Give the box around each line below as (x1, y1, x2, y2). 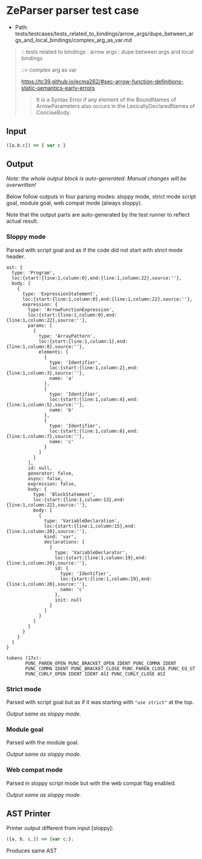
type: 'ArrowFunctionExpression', (28, 306, 115, 312)
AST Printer (6, 809, 51, 819)
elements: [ (38, 349, 69, 355)
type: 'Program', (11, 270, 55, 276)
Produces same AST (6, 847, 57, 854)
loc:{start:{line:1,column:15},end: (44, 523, 136, 529)
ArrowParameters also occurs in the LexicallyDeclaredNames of (36, 102, 195, 109)
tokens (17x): (6, 655, 42, 661)
